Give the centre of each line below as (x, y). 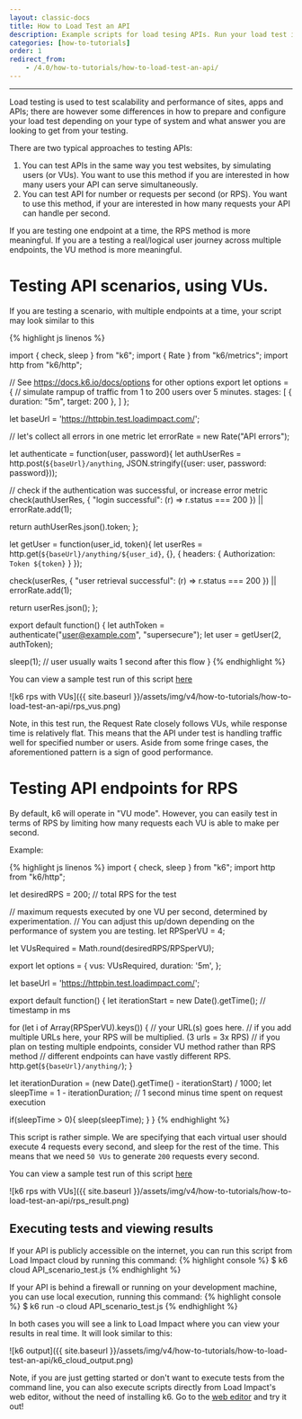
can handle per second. (66, 213)
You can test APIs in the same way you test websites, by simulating (147, 165)
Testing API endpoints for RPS (124, 789)
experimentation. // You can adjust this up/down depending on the (132, 921)
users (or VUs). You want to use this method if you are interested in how (155, 174)
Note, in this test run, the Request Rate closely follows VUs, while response (148, 723)
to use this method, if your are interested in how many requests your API (156, 203)
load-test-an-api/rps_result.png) (69, 1200)
